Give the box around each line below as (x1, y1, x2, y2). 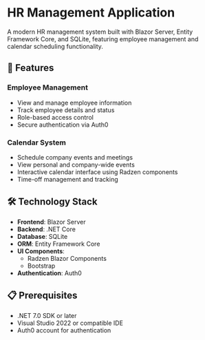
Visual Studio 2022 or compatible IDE (17, 319, 124, 327)
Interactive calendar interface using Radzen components (17, 167, 178, 176)
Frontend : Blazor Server (17, 217, 86, 226)
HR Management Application (7, 5, 175, 21)
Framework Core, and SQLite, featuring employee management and (7, 34, 199, 43)
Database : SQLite (17, 232, 68, 240)
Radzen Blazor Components (27, 254, 107, 262)
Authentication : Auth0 (17, 268, 83, 277)
